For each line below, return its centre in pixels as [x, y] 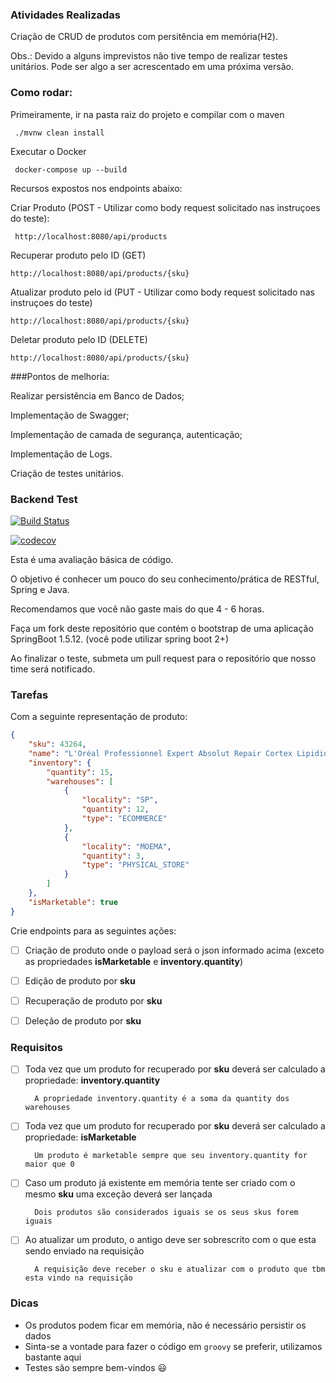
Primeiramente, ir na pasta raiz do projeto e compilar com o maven [147, 114]
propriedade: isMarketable [80, 1137]
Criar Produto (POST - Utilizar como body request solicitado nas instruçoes [165, 207]
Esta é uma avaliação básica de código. [92, 559]
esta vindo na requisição [78, 1278]
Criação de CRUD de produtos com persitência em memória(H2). [144, 37]
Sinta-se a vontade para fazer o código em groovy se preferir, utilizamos [173, 1346]
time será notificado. [53, 669]
